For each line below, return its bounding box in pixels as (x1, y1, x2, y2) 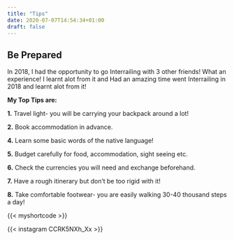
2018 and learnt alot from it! (7, 82, 87, 91)
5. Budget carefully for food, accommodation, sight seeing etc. (7, 150, 188, 158)
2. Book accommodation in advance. (7, 123, 113, 131)
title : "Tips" (7, 10, 49, 17)
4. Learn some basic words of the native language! (7, 137, 154, 145)
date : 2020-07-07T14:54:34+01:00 (7, 17, 105, 24)
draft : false (7, 23, 45, 30)
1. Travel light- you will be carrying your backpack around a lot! (7, 110, 189, 118)
